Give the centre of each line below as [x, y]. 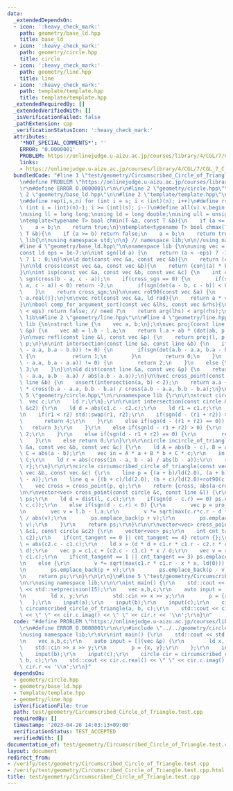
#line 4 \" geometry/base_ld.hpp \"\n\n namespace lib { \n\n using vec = [122, 247]
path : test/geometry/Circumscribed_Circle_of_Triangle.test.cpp [108, 712]
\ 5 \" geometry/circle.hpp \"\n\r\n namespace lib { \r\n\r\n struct [116, 395]
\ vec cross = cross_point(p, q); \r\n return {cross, [108, 486]
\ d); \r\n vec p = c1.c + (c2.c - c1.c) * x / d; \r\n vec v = [121, 550]
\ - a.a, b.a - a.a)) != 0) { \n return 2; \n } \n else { [122, 363]
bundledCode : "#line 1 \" [51, 175]
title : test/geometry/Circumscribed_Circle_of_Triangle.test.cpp [103, 777]
